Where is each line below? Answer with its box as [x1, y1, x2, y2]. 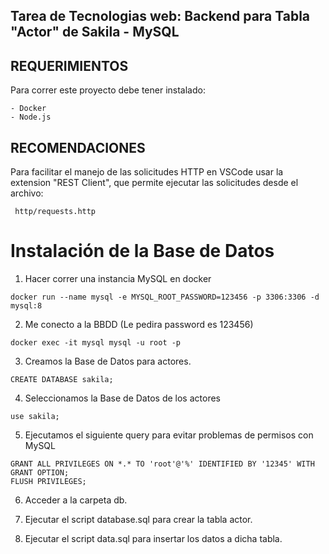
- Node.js [10, 112, 52, 123]
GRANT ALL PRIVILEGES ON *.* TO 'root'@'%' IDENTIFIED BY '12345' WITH [10, 459, 315, 469]
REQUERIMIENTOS [10, 57, 129, 74]
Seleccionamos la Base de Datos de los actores [24, 392, 221, 404]
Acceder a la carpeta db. [24, 494, 128, 506]
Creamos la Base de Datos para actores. [24, 355, 192, 367]
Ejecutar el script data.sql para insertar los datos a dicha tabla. [24, 532, 283, 544]
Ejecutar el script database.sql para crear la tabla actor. [24, 513, 253, 525]
